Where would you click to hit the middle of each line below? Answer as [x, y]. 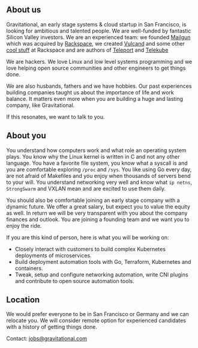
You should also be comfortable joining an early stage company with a [93, 200]
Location [23, 300]
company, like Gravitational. [40, 105]
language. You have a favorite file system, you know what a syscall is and [97, 163]
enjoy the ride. [24, 225]
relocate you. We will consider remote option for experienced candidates [96, 320]
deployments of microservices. [53, 255]
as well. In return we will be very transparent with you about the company [97, 213]
